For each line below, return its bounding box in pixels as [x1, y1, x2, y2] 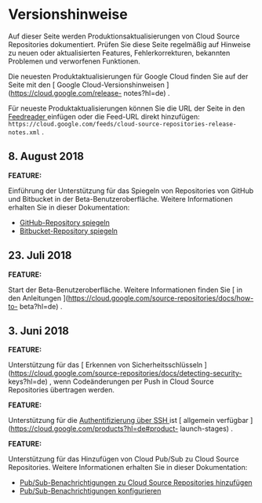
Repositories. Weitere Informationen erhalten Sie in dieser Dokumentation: [8, 463, 248, 472]
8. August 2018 [8, 150, 85, 163]
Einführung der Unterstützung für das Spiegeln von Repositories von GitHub [8, 186, 254, 195]
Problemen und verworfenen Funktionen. [8, 56, 141, 66]
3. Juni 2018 [8, 324, 69, 337]
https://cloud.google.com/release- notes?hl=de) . [10, 88, 170, 97]
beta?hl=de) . [19, 301, 63, 311]
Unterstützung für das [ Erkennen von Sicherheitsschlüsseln [8, 360, 203, 370]
